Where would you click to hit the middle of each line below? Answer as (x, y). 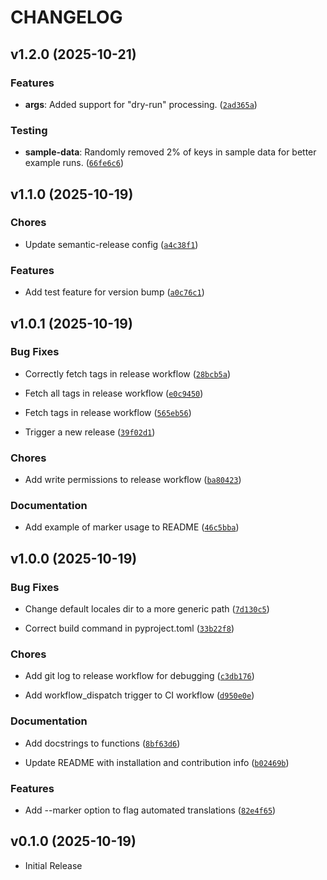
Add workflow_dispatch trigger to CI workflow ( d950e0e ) (139, 695)
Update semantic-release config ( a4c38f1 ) (111, 244)
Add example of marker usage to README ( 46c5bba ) (132, 527)
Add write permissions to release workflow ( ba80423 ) (133, 480)
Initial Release (53, 865)
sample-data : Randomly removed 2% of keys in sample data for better (170, 152)
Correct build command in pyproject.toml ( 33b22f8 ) (129, 628)
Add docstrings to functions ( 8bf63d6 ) (102, 743)
